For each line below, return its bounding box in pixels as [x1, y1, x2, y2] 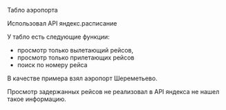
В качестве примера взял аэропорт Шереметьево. [7, 74, 158, 82]
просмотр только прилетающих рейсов [17, 53, 135, 62]
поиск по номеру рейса [17, 61, 88, 68]
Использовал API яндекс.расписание [7, 19, 117, 27]
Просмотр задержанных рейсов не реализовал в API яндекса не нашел [7, 88, 220, 95]
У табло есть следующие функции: [7, 33, 110, 41]
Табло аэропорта [7, 6, 58, 14]
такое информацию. [7, 95, 67, 103]
